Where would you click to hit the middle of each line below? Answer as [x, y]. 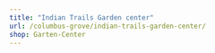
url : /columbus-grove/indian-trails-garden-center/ [107, 26]
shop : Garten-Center [48, 34]
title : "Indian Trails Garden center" [82, 18]
